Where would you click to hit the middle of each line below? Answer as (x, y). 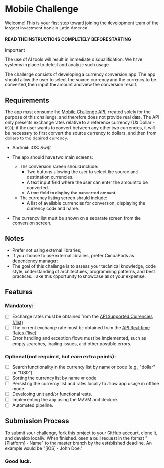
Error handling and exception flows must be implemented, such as (79, 338)
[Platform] (15, 443)
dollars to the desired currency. (37, 138)
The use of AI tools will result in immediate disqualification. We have (74, 59)
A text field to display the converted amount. (72, 193)
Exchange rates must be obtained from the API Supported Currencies (82, 317)
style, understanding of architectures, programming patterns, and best (83, 271)
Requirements (27, 100)
